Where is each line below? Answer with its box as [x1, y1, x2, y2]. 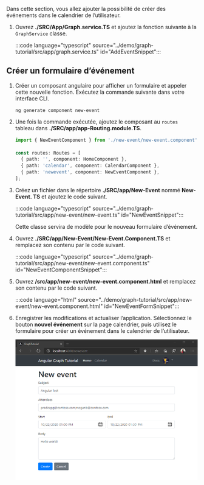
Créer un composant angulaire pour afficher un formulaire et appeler [15, 82, 187, 89]
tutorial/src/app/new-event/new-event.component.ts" [15, 259, 150, 267]
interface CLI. [15, 94, 50, 102]
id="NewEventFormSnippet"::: [104, 302, 180, 310]
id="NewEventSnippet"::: [121, 211, 184, 218]
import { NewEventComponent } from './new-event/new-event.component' [15, 137, 198, 143]
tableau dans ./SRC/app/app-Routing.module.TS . [15, 124, 141, 131]
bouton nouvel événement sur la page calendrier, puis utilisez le [15, 321, 177, 328]
